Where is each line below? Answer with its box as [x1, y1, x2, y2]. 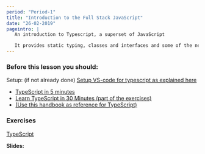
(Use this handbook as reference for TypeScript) [15, 101, 137, 108]
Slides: [6, 142, 24, 149]
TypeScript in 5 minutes [15, 88, 75, 96]
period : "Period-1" [6, 9, 56, 15]
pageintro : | [6, 26, 40, 32]
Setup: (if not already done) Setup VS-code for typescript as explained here [6, 77, 197, 84]
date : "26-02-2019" [6, 20, 56, 26]
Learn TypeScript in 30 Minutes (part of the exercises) [15, 95, 152, 102]
